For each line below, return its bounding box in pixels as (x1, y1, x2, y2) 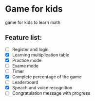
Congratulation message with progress (12, 90, 91, 96)
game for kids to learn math (5, 19, 61, 25)
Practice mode (12, 57, 42, 63)
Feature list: (5, 34, 42, 42)
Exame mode (12, 63, 39, 68)
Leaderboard (12, 79, 38, 85)
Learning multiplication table (12, 52, 70, 58)
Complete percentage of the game (12, 74, 82, 80)
